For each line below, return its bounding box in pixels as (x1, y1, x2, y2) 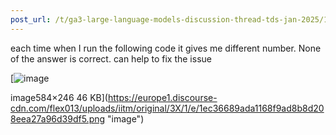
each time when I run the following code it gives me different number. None (10, 42, 322, 54)
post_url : (10, 14, 52, 25)
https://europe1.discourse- (107, 91, 218, 103)
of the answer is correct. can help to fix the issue (10, 52, 212, 65)
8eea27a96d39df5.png (10, 112, 106, 125)
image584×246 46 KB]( (10, 91, 108, 103)
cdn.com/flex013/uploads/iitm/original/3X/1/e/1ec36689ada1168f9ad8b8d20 (10, 102, 325, 114)
